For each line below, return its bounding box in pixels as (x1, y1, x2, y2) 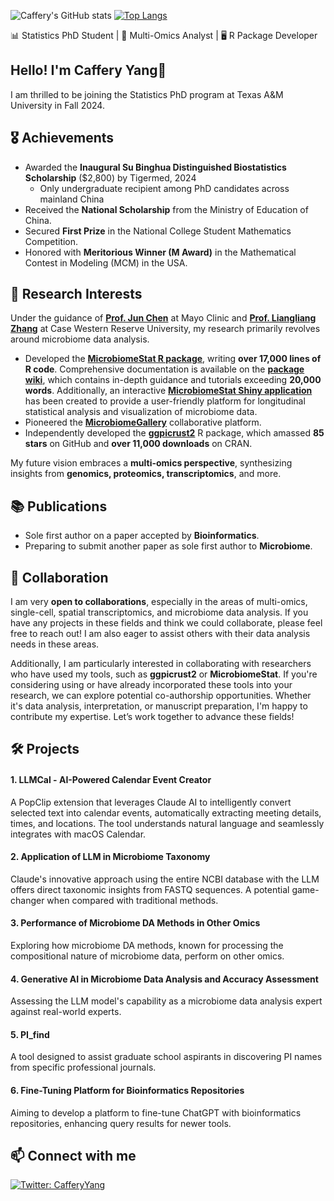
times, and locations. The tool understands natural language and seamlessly (10, 817, 325, 829)
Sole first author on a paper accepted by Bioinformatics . (24, 530, 260, 542)
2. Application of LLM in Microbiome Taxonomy (10, 851, 211, 863)
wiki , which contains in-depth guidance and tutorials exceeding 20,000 (24, 374, 322, 386)
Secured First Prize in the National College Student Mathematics (24, 225, 292, 237)
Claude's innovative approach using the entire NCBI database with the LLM (10, 873, 320, 885)
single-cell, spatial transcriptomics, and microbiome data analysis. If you (10, 606, 309, 619)
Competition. (24, 235, 79, 247)
